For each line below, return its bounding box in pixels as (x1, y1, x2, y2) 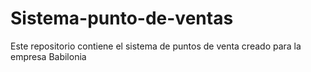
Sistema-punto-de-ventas (10, 7, 234, 30)
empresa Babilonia (10, 50, 87, 62)
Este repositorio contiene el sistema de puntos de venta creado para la (10, 40, 302, 52)
